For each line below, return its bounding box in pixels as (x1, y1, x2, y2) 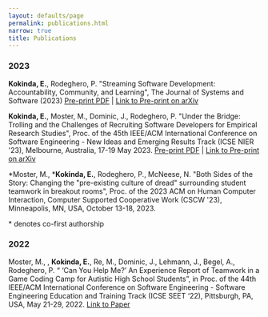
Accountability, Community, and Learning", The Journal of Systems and (8, 87, 244, 97)
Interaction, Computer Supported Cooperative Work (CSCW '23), (8, 195, 222, 204)
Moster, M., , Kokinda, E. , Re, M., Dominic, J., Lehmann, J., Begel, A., (8, 257, 236, 267)
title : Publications (8, 34, 78, 42)
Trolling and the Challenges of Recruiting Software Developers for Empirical (8, 119, 258, 129)
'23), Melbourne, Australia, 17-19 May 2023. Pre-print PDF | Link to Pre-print (8, 145, 260, 154)
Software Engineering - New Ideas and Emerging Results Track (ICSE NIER (8, 137, 254, 146)
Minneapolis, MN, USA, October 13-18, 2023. (8, 203, 156, 213)
